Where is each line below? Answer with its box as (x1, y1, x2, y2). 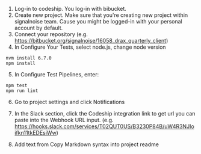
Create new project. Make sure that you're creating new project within (14, 11, 188, 19)
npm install (5, 60, 36, 66)
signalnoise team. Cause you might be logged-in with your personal (14, 18, 183, 25)
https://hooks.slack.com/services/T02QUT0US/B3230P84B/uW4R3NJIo (14, 123, 195, 130)
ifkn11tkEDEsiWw (14, 129, 57, 136)
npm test (5, 82, 28, 88)
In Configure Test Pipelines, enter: (14, 71, 99, 78)
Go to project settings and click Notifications (14, 99, 125, 105)
